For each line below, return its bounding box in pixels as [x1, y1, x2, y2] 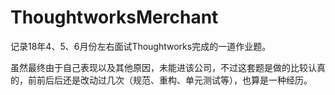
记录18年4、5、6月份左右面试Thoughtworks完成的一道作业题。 [10, 40, 272, 52]
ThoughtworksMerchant [10, 6, 219, 29]
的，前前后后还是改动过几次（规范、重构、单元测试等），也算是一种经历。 [10, 74, 313, 86]
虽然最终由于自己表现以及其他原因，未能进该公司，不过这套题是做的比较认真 [10, 61, 326, 73]
